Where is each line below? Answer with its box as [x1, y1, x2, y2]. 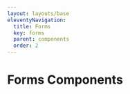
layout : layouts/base [7, 10, 70, 17]
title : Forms [13, 23, 51, 30]
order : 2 [13, 42, 39, 49]
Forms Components [7, 72, 123, 88]
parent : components [13, 36, 70, 43]
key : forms [13, 29, 45, 37]
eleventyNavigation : [7, 17, 67, 23]
